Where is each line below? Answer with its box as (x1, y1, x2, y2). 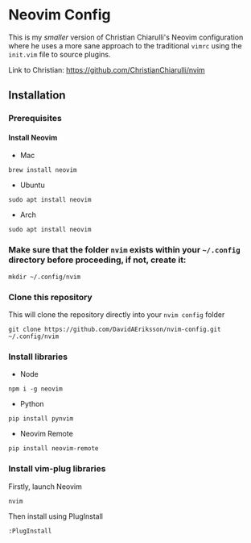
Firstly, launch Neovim (8, 482, 82, 491)
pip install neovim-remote (8, 445, 99, 453)
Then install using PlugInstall (8, 511, 103, 521)
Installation (8, 89, 66, 102)
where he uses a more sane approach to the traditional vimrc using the (8, 40, 243, 50)
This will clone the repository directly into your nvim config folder (8, 310, 225, 320)
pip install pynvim (8, 415, 74, 423)
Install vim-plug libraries (8, 463, 106, 474)
